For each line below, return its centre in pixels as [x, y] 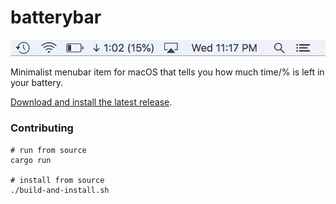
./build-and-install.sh [60, 190]
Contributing [42, 128]
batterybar [56, 17]
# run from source [48, 150]
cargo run [31, 160]
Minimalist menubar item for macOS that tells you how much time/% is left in [167, 72]
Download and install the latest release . [91, 102]
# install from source [57, 180]
